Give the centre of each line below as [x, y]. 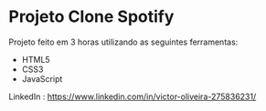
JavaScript [42, 78]
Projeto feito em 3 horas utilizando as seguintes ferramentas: [123, 42]
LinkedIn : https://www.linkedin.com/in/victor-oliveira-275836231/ [133, 96]
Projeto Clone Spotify [91, 17]
